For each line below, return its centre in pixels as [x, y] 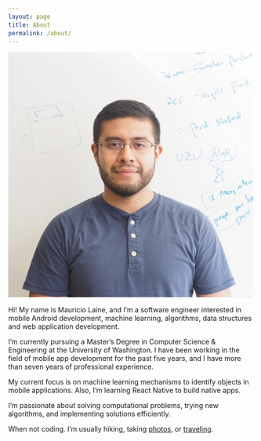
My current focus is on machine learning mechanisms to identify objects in [129, 382]
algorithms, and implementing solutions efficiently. [89, 414]
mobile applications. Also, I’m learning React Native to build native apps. [125, 390]
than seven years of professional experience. [81, 367]
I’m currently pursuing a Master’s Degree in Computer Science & [112, 342]
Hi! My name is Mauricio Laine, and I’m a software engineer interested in [125, 310]
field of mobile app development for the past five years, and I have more [125, 359]
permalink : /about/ [40, 33]
